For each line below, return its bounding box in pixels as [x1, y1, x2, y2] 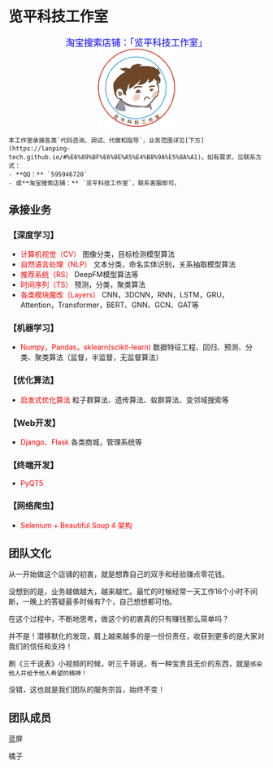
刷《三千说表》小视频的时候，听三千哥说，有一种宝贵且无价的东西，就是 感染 [8, 659, 262, 669]
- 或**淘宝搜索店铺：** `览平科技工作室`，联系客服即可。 [8, 179, 180, 187]
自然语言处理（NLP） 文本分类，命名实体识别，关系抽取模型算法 [19, 259, 236, 269]
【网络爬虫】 [8, 501, 59, 512]
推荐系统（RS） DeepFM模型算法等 [19, 270, 139, 280]
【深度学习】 [8, 229, 59, 241]
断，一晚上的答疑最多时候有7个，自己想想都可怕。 [8, 597, 176, 606]
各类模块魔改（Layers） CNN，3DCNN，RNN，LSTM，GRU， [19, 290, 229, 300]
